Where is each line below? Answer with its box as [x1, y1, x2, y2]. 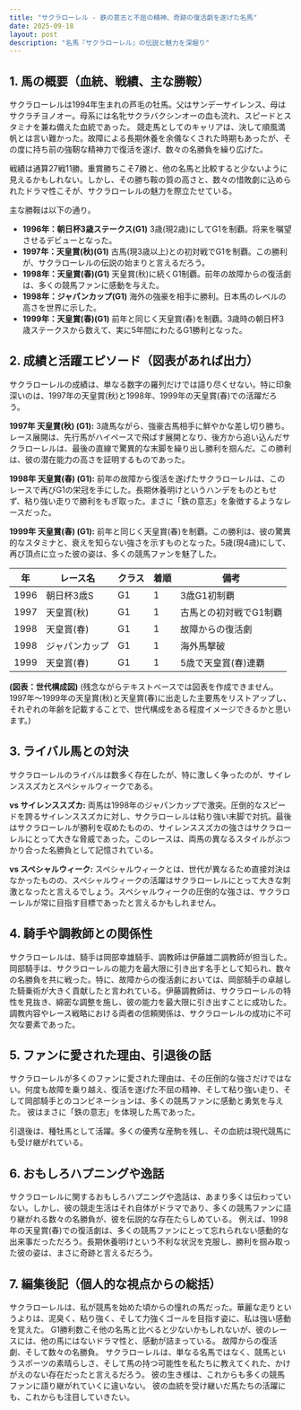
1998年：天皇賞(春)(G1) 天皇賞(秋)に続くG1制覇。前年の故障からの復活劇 [21, 268, 292, 279]
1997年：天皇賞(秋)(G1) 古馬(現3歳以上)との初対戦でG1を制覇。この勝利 [21, 246, 288, 257]
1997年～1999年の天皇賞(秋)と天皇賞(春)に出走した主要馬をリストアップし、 [9, 692, 291, 703]
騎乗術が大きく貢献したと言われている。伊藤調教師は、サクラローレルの [16, 985, 284, 996]
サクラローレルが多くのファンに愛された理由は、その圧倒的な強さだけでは [9, 1073, 284, 1084]
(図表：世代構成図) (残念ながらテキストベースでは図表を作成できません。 [9, 681, 279, 692]
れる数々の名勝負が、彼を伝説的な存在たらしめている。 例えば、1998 [32, 1213, 288, 1225]
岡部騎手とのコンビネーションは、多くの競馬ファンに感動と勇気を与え [24, 1096, 284, 1107]
